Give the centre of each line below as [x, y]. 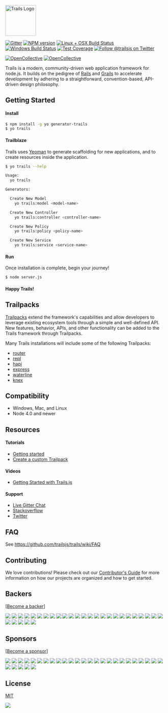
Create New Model [28, 199]
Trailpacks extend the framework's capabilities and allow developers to [80, 317]
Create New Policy [30, 226]
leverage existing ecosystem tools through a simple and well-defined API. [82, 322]
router [19, 353]
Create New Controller [34, 212]
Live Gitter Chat [29, 505]
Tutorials [15, 443]
